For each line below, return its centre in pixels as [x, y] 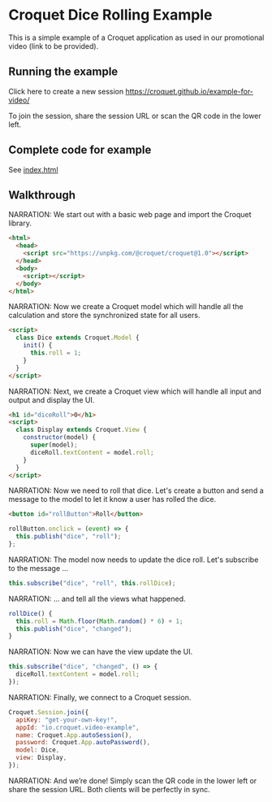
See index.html [33, 169]
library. [20, 223]
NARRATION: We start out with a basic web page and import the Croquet [130, 215]
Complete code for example [80, 150]
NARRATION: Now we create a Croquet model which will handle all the [126, 307]
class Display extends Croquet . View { [82, 430]
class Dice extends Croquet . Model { [78, 338]
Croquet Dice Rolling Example [110, 15]
